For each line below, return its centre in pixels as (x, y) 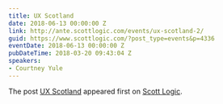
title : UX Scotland (41, 16)
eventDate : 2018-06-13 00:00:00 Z (67, 46)
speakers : (25, 61)
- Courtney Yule (36, 69)
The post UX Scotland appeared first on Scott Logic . (96, 91)
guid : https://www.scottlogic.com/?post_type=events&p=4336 (112, 38)
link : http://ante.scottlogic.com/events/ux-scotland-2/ (106, 31)
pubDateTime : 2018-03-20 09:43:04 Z (70, 53)
